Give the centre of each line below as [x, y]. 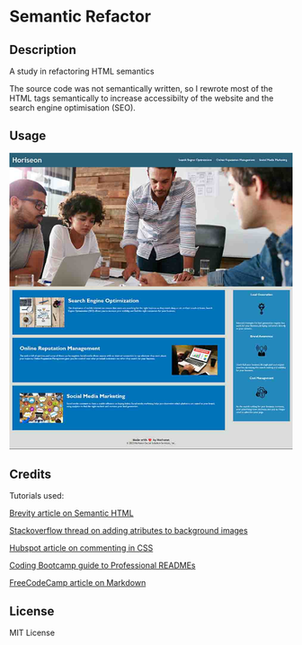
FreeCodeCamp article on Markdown [78, 583]
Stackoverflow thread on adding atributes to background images [129, 531]
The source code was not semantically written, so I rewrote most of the [141, 88]
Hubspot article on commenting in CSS [81, 548]
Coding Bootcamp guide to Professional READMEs [102, 565]
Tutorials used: [37, 496]
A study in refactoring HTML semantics [82, 71]
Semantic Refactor [80, 17]
